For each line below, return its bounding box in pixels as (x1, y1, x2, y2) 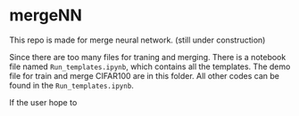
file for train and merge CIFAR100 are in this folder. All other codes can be (9, 70, 279, 81)
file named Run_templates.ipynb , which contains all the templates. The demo (9, 61, 291, 72)
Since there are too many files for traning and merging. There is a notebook (9, 51, 287, 62)
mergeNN (9, 5, 83, 26)
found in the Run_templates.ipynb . (9, 80, 134, 90)
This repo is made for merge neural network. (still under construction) (9, 35, 266, 45)
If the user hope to (9, 97, 78, 107)
